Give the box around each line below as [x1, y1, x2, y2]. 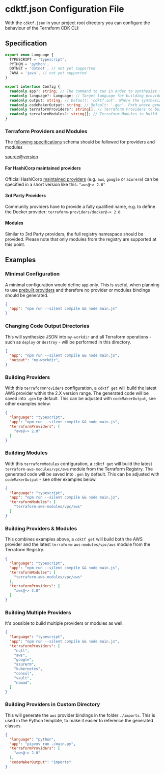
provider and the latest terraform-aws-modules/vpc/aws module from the [5, 541, 151, 547]
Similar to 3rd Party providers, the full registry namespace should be [5, 231, 143, 237]
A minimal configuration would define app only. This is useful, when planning [5, 282, 160, 288]
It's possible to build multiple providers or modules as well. [5, 620, 124, 626]
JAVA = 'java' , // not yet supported [9, 70, 87, 76]
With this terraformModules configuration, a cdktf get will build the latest [5, 461, 152, 467]
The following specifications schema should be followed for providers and [5, 139, 155, 145]
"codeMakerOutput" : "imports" [9, 760, 71, 765]
